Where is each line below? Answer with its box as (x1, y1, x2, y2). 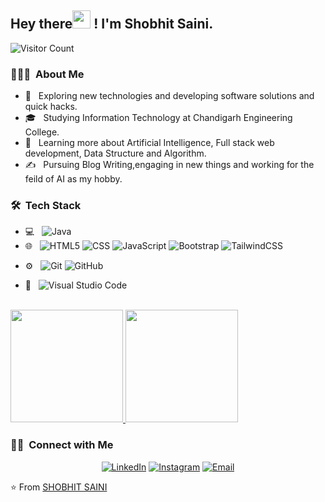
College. (24, 126, 60, 138)
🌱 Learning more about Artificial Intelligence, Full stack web (24, 137, 275, 149)
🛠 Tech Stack (10, 199, 82, 213)
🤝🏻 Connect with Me (10, 438, 114, 452)
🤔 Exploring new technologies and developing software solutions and (24, 90, 315, 102)
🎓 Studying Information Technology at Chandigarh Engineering (24, 112, 293, 124)
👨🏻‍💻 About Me (10, 67, 85, 81)
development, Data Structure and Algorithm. (24, 147, 207, 160)
